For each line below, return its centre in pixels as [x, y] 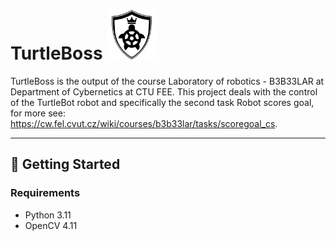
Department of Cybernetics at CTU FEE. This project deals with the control [164, 91]
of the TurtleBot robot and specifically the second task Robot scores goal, [162, 102]
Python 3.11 [48, 215]
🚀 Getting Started [65, 164]
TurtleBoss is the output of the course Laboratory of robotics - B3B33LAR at [167, 81]
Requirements [45, 193]
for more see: [38, 113]
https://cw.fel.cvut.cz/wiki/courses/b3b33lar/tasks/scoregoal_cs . [144, 123]
